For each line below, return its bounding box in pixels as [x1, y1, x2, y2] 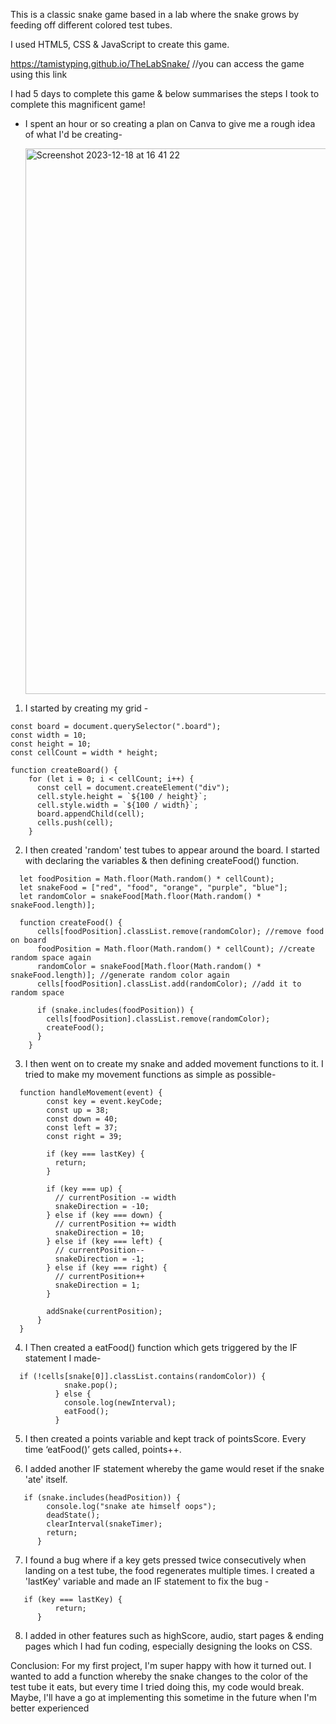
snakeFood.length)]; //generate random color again [10, 970, 230, 980]
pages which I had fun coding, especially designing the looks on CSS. [24, 1640, 313, 1652]
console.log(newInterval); [63, 1398, 177, 1408]
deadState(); [46, 1510, 101, 1520]
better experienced [10, 1702, 90, 1714]
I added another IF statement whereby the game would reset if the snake [24, 1463, 325, 1474]
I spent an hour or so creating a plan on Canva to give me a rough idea [24, 118, 316, 129]
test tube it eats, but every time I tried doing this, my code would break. [10, 1681, 305, 1693]
